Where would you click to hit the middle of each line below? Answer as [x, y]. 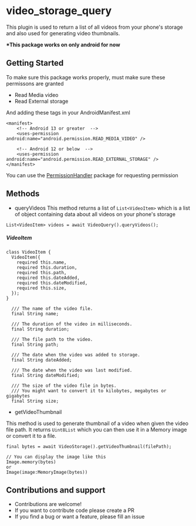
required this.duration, [47, 267]
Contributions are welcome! [48, 504]
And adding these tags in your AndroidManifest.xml [68, 112]
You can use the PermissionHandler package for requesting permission [92, 175]
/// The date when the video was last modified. [72, 370]
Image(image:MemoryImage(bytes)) [47, 472]
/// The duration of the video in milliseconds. [72, 324]
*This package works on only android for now [63, 45]
